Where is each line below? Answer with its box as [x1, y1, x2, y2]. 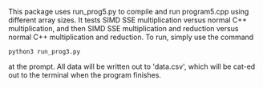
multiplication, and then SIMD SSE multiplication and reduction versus [8, 24, 239, 33]
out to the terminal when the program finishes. [8, 70, 162, 79]
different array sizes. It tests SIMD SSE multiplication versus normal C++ [8, 15, 247, 25]
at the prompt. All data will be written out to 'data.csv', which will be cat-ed [8, 62, 256, 71]
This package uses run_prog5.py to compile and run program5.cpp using [8, 7, 249, 16]
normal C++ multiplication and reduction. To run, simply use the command [8, 32, 254, 42]
